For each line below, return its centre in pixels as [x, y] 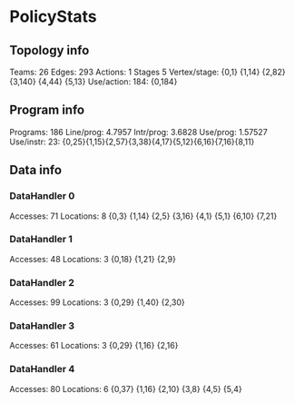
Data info [35, 170]
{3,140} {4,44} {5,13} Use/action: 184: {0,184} [93, 82]
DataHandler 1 [41, 240]
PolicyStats [53, 17]
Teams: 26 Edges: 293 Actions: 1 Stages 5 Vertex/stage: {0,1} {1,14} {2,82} [147, 72]
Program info [47, 110]
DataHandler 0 [42, 196]
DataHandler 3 [42, 326]
